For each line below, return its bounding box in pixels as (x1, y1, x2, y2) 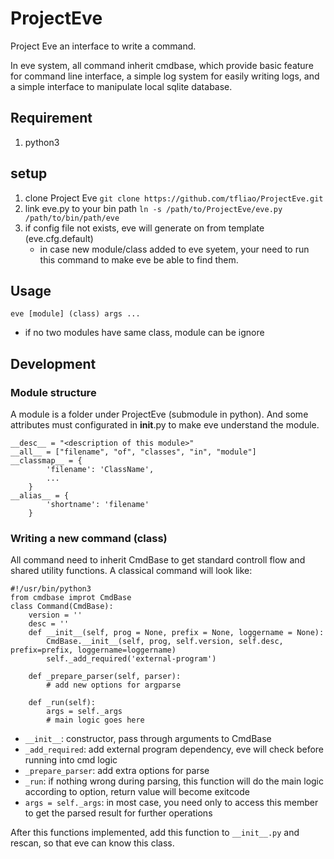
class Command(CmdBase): (10, 602, 114, 612)
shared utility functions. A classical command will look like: (10, 565, 253, 577)
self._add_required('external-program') (46, 654, 217, 664)
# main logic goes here (46, 715, 145, 726)
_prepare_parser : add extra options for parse (24, 765, 210, 777)
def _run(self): (28, 698, 97, 708)
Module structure (10, 385, 97, 399)
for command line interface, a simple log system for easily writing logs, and (10, 70, 320, 82)
